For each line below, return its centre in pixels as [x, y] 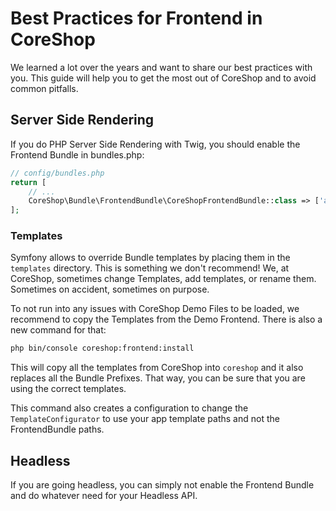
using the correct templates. [68, 389]
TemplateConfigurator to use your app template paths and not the [145, 419]
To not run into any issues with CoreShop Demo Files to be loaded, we [155, 309]
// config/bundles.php [57, 173]
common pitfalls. [44, 88]
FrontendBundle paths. [57, 429]
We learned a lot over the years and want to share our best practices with [161, 67]
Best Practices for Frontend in [136, 18]
